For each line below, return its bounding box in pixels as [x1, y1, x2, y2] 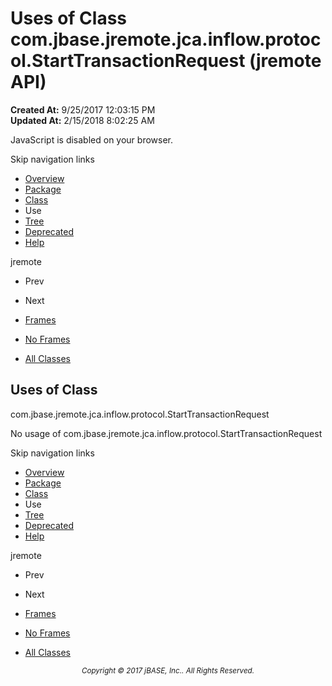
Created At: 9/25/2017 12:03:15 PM [10, 103, 156, 116]
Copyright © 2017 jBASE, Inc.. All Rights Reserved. [81, 665, 255, 676]
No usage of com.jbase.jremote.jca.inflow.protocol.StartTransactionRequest [10, 427, 323, 439]
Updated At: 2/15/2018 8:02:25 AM [10, 114, 155, 126]
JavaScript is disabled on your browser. [10, 133, 174, 146]
